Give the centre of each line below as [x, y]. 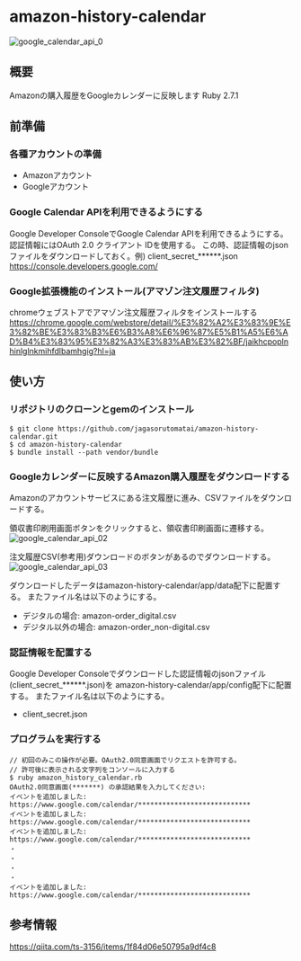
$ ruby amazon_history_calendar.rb [76, 778]
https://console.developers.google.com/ [84, 266]
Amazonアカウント [57, 175]
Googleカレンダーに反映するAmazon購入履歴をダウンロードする [150, 476]
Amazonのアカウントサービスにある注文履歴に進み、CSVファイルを [135, 498]
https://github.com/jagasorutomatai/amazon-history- [158, 429]
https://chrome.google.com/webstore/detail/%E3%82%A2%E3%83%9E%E [150, 323]
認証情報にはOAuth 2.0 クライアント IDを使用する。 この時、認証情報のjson [149, 245]
